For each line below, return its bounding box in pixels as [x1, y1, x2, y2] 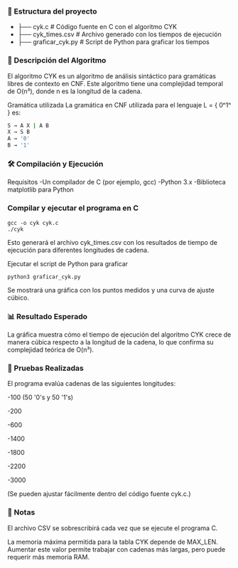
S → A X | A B [7, 122, 50, 129]
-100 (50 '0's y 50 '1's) [7, 393, 73, 401]
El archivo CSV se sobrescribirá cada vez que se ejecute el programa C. [7, 523, 218, 532]
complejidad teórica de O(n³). [7, 345, 94, 354]
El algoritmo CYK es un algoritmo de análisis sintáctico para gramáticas [7, 71, 217, 80]
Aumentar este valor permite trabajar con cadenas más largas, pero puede [7, 545, 226, 554]
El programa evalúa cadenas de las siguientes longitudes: [7, 379, 176, 388]
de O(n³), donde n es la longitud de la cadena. [7, 87, 143, 95]
